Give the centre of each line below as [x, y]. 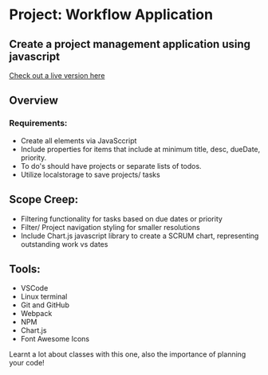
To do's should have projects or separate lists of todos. [111, 166]
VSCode [34, 288]
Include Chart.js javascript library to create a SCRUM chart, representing [140, 236]
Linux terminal [44, 297]
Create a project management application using [130, 44]
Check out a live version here [57, 76]
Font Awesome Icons [55, 339]
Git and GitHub [45, 305]
